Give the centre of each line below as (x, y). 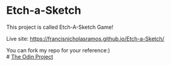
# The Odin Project (30, 56)
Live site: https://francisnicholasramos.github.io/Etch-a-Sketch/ (85, 38)
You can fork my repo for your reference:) (58, 50)
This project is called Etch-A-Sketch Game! (60, 27)
